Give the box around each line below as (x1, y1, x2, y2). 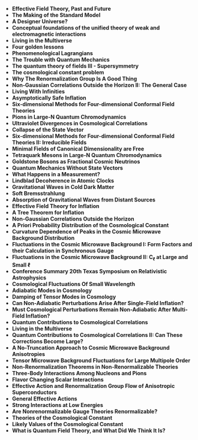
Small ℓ (11, 261, 31, 269)
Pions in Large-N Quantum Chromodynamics (11, 113, 127, 120)
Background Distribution (11, 234, 75, 242)
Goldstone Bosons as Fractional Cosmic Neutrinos (11, 158, 140, 165)
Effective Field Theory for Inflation (11, 203, 100, 209)
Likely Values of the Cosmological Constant (11, 420, 124, 427)
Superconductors (11, 388, 57, 396)
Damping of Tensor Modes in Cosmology (11, 293, 116, 300)
